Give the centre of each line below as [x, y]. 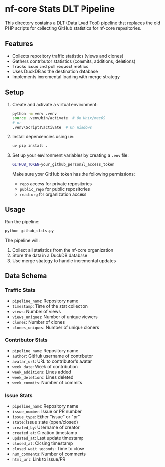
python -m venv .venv [34, 113]
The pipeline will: [22, 240]
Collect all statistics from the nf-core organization [63, 250]
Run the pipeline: [22, 221]
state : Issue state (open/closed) [45, 422]
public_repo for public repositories [55, 189]
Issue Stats [19, 396]
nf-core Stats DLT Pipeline [60, 9]
